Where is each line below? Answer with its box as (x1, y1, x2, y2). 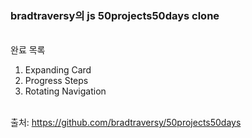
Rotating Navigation (24, 85, 107, 97)
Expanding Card (24, 64, 92, 76)
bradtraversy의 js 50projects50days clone (10, 8, 220, 22)
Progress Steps (24, 75, 89, 87)
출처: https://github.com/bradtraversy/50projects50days (10, 117, 242, 129)
